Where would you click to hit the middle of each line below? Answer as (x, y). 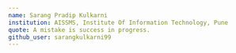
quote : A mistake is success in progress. (79, 30)
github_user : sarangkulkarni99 (60, 37)
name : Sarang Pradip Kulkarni (58, 15)
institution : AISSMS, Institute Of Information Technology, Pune (118, 23)
